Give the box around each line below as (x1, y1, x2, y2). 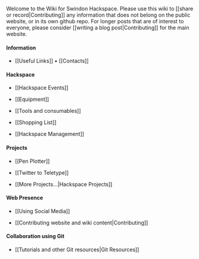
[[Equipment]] (14, 95, 49, 103)
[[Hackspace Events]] (14, 84, 69, 91)
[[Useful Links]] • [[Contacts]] (14, 57, 89, 64)
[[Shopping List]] (14, 119, 57, 126)
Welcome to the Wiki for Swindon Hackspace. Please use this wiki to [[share (6, 5, 194, 12)
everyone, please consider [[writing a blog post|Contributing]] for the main (6, 24, 189, 31)
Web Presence (6, 194, 43, 202)
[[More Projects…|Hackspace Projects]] (14, 180, 113, 187)
